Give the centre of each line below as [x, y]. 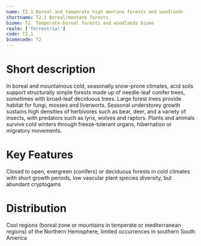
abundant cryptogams [34, 184]
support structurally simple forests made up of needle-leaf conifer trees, [96, 92]
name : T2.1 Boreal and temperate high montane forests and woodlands [95, 12]
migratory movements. [34, 130]
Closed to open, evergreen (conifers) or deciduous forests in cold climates [98, 171]
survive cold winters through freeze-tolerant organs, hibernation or [89, 124]
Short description [51, 69]
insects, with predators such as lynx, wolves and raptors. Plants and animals [100, 118]
